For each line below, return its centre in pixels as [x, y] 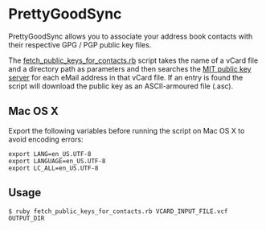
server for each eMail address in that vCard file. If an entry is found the [126, 77]
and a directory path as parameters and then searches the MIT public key [130, 68]
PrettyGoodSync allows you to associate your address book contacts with [131, 36]
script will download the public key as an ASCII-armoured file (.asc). [121, 86]
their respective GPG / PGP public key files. [80, 44]
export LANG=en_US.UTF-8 [50, 154]
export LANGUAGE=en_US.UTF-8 [57, 161]
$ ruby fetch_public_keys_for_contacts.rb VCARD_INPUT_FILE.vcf [118, 211]
